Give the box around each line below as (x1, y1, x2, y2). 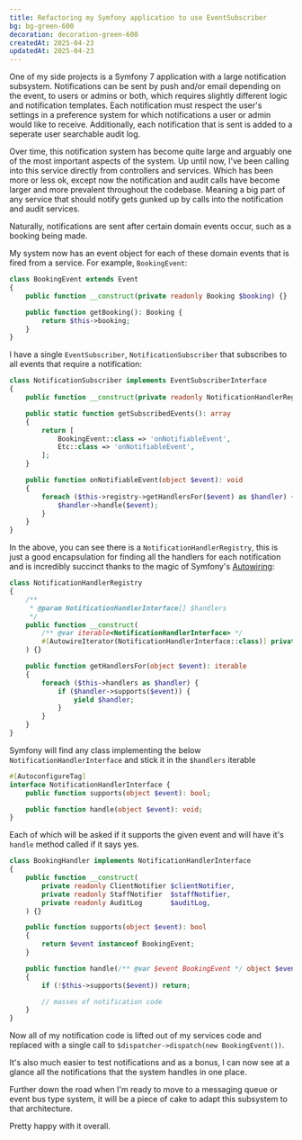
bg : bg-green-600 (9, 22, 75, 31)
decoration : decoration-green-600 (9, 30, 139, 39)
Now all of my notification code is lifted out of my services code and (9, 1030, 262, 1041)
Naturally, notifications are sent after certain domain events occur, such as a (9, 221, 292, 232)
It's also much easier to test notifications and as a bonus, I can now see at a (9, 1057, 290, 1068)
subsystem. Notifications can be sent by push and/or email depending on (9, 81, 281, 92)
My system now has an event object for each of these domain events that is (9, 248, 289, 259)
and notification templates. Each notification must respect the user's (9, 100, 262, 111)
